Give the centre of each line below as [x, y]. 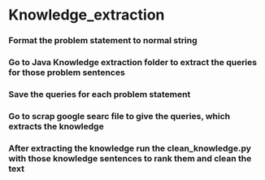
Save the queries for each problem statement [100, 94]
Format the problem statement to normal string [103, 41]
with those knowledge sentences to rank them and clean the [130, 158]
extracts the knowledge [56, 126]
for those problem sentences [67, 72]
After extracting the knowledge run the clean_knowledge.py [130, 148]
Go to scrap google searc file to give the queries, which [119, 116]
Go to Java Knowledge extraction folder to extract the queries [133, 63]
